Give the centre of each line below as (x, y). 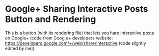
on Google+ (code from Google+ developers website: (59, 38)
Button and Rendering (51, 19)
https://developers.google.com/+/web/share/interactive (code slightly (76, 43)
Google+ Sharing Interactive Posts (77, 9)
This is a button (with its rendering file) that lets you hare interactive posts (80, 33)
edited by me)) (20, 48)
